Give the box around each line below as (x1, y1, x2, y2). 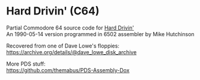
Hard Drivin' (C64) (6, 4, 100, 18)
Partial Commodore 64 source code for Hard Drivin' (6, 24, 134, 31)
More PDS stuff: (6, 60, 46, 67)
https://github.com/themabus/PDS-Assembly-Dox (6, 66, 130, 73)
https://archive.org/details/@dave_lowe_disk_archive (6, 48, 137, 55)
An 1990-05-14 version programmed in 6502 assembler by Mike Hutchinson (6, 30, 195, 37)
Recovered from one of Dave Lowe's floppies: (6, 42, 120, 49)
